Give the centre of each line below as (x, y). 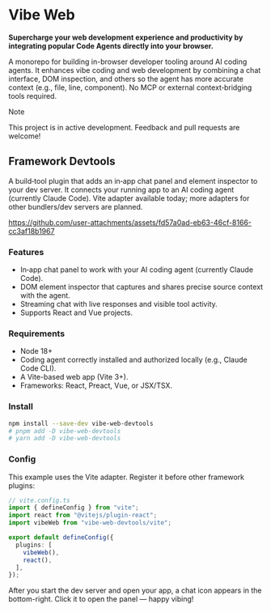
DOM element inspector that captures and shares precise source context (142, 287)
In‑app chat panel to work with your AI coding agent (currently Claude (136, 270)
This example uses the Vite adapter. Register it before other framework (127, 477)
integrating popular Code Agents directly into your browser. (111, 45)
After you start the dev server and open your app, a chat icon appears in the (135, 591)
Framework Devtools (62, 161)
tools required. (33, 96)
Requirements (37, 334)
